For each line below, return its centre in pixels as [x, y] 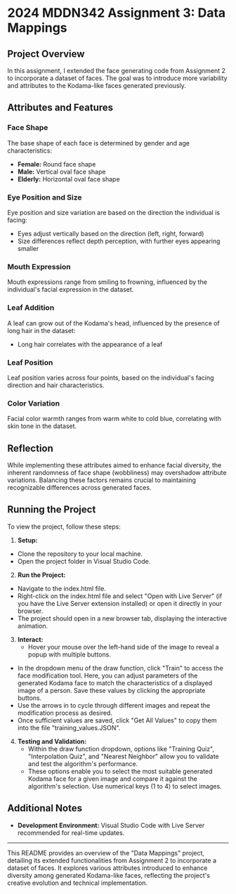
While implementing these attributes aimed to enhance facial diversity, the [114, 465]
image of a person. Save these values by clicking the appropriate [111, 690]
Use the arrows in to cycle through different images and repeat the [114, 705]
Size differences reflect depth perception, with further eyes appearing [119, 241]
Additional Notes [45, 809]
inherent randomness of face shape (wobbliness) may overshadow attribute [117, 472]
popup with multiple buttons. [69, 654]
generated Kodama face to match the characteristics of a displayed [115, 682]
